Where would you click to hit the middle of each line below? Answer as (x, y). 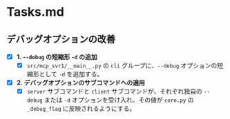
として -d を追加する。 (71, 74)
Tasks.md (36, 12)
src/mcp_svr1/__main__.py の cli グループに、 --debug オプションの (122, 65)
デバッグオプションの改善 (61, 39)
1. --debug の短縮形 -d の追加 (57, 57)
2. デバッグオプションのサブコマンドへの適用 (81, 83)
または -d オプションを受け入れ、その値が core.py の (119, 100)
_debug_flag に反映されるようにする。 (81, 109)
